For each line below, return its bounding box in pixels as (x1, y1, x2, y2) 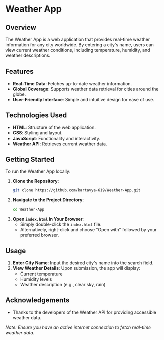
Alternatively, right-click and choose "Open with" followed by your (20, 227, 157, 233)
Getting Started (5, 155, 55, 164)
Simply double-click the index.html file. (20, 221, 102, 227)
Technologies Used (5, 111, 67, 120)
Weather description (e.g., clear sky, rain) (20, 282, 106, 287)
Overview (5, 23, 37, 32)
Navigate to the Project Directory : (12, 197, 84, 203)
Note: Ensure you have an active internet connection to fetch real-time (5, 324, 151, 330)
